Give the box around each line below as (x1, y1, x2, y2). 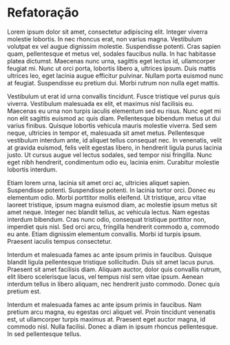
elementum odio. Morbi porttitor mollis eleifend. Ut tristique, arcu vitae (7, 193, 207, 201)
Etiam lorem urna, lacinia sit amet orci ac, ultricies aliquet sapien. (7, 178, 191, 187)
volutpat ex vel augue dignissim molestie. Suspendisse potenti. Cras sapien (7, 42, 221, 50)
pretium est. (7, 287, 41, 295)
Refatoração (7, 5, 79, 21)
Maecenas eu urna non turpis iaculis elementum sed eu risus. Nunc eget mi (7, 107, 222, 115)
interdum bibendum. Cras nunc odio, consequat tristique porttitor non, (7, 215, 207, 223)
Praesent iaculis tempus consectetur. (7, 237, 112, 245)
